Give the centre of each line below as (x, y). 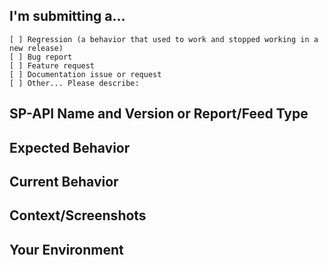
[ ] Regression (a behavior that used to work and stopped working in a (164, 39)
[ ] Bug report (41, 57)
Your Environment (66, 249)
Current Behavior (64, 181)
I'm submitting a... (67, 16)
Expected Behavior (70, 147)
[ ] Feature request (52, 65)
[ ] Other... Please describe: (74, 83)
